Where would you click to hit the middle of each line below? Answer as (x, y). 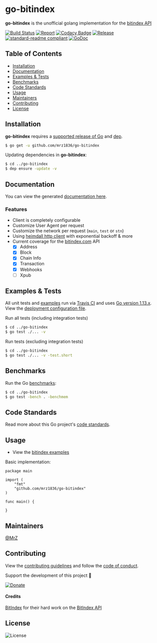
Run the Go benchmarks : (31, 383)
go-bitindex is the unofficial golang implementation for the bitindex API (78, 23)
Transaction (32, 264)
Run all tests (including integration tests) (47, 318)
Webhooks (31, 269)
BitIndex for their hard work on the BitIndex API (53, 607)
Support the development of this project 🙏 (48, 575)
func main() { (20, 502)
